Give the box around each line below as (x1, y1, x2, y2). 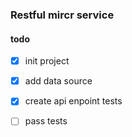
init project (24, 55, 70, 67)
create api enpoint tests (24, 95, 123, 107)
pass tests (24, 115, 68, 127)
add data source (24, 75, 93, 87)
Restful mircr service (10, 8, 115, 22)
